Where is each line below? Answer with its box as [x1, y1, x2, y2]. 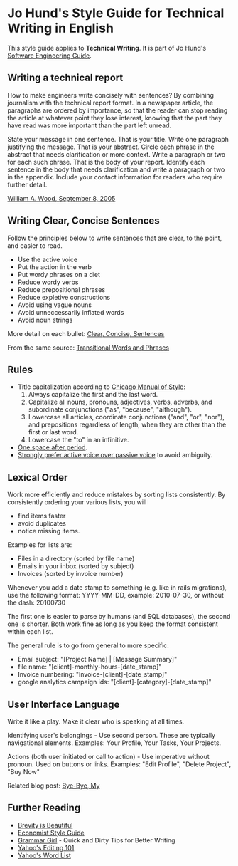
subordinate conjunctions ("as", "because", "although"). [28, 405, 192, 414]
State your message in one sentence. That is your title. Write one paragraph [7, 135, 229, 143]
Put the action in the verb [17, 262, 92, 271]
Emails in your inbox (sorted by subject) [17, 562, 134, 570]
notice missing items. [17, 527, 80, 536]
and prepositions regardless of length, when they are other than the [28, 420, 227, 429]
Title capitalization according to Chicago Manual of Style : [17, 382, 186, 391]
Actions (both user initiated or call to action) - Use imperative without [7, 753, 210, 761]
